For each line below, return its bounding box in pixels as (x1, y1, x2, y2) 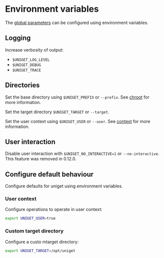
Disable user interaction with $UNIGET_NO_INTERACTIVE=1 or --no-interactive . (5, 151, 160, 156)
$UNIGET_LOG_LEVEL (12, 57, 50, 62)
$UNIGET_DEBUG (12, 62, 41, 67)
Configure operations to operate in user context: (5, 206, 103, 212)
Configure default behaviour (5, 170, 94, 179)
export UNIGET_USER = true (5, 216, 56, 221)
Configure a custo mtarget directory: (5, 239, 79, 245)
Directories (5, 81, 40, 89)
